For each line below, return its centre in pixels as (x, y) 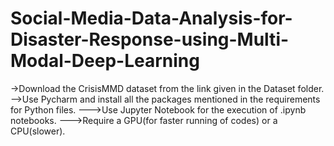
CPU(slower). (38, 131)
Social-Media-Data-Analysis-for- (151, 18)
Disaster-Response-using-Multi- (150, 39)
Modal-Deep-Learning (105, 61)
